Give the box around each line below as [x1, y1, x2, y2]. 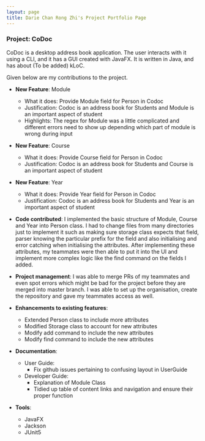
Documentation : [15, 347, 58, 355]
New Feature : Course [15, 141, 70, 149]
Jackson [24, 422, 47, 429]
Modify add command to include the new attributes [24, 329, 154, 336]
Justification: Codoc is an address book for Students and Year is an [24, 197, 195, 204]
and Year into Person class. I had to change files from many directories [15, 222, 194, 229]
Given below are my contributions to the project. [6, 73, 129, 81]
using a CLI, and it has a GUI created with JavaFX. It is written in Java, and [6, 55, 194, 62]
